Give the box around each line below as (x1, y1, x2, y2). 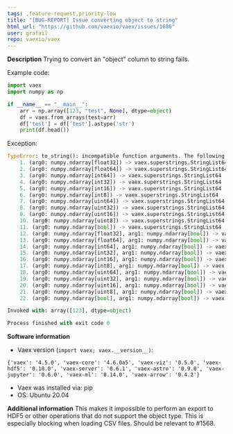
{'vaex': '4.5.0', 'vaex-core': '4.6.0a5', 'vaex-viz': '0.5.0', (7, 359, 200, 367)
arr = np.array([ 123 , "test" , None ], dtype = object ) (19, 107, 172, 115)
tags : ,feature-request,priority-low (7, 10, 116, 17)
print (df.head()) (19, 126, 70, 134)
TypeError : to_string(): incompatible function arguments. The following (7, 153, 225, 160)
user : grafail (7, 29, 49, 37)
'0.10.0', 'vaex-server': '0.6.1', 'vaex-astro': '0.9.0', (28, 365, 203, 372)
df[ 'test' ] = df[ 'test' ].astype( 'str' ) (19, 120, 135, 127)
